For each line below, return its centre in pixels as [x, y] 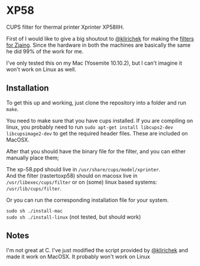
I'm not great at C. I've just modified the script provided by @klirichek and [97, 250]
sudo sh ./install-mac [34, 211]
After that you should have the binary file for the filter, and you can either [96, 151]
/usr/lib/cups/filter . [34, 188]
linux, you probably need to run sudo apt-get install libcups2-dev [90, 127]
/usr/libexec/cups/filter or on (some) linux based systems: [82, 182]
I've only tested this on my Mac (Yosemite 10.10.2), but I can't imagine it [94, 63]
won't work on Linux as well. [41, 69]
